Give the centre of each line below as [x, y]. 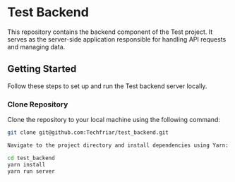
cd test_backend [31, 158]
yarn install [26, 164]
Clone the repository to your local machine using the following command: [114, 120]
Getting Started [42, 69]
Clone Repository [38, 104]
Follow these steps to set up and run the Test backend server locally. [107, 86]
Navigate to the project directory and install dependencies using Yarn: [118, 145]
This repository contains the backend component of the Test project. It [110, 32]
